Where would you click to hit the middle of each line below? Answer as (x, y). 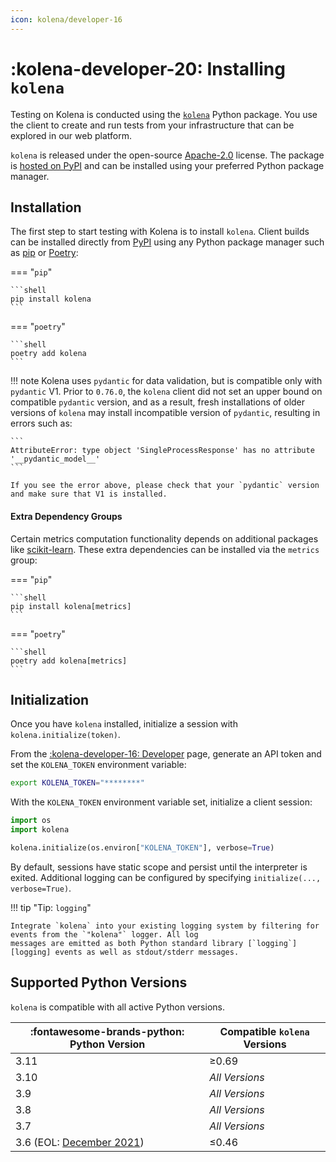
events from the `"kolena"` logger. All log (104, 934)
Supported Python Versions (99, 982)
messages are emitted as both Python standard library (127, 943)
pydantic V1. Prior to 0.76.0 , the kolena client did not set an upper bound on (166, 392)
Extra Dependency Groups (66, 516)
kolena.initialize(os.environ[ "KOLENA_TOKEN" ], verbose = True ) (142, 848)
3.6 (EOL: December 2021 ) (80, 1142)
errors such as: (41, 423)
